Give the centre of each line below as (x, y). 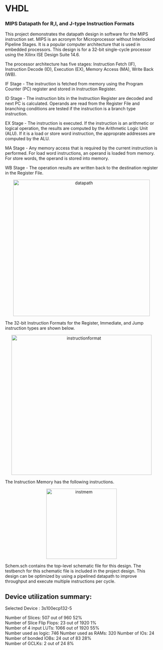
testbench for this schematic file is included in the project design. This (75, 571)
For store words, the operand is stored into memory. (57, 159)
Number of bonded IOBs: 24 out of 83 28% (48, 638)
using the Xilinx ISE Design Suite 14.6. (42, 55)
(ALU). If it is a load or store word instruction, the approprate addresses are (80, 133)
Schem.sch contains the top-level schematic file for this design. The (73, 566)
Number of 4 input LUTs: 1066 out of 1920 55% (52, 628)
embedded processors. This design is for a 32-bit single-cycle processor (78, 49)
